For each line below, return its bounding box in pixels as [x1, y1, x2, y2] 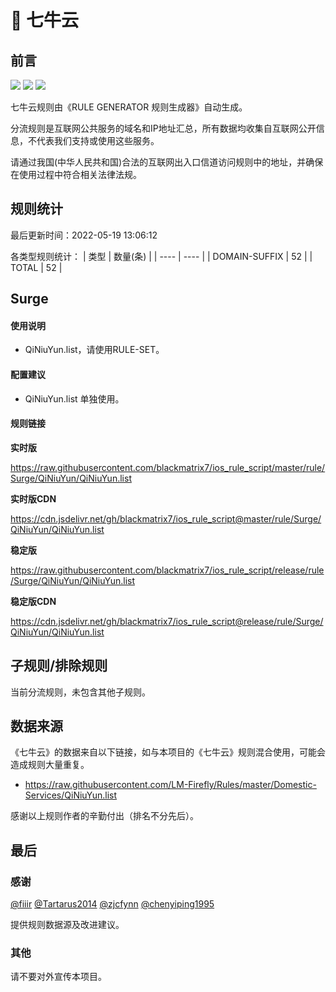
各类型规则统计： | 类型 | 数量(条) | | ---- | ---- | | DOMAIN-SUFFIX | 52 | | [10, 250, 313, 262]
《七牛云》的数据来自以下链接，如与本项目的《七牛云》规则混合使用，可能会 [10, 746, 326, 758]
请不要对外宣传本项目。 [10, 971, 107, 983]
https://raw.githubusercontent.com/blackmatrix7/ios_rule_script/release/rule [10, 564, 325, 576]
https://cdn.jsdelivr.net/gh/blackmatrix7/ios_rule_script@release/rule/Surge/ [10, 615, 324, 627]
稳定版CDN [10, 595, 57, 607]
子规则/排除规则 [10, 657, 108, 675]
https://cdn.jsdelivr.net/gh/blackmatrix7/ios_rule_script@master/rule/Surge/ [10, 512, 322, 525]
